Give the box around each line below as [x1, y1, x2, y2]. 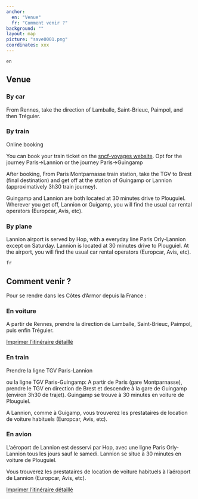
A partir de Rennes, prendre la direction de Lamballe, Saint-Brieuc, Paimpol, [6, 321, 192, 328]
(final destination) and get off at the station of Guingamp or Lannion [6, 177, 172, 184]
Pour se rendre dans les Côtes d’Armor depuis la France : [6, 292, 147, 299]
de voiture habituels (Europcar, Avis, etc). [6, 415, 107, 423]
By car [6, 93, 26, 101]
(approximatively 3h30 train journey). [6, 183, 97, 190]
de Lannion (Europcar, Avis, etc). [6, 474, 86, 481]
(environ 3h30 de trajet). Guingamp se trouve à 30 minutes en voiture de [6, 391, 184, 398]
